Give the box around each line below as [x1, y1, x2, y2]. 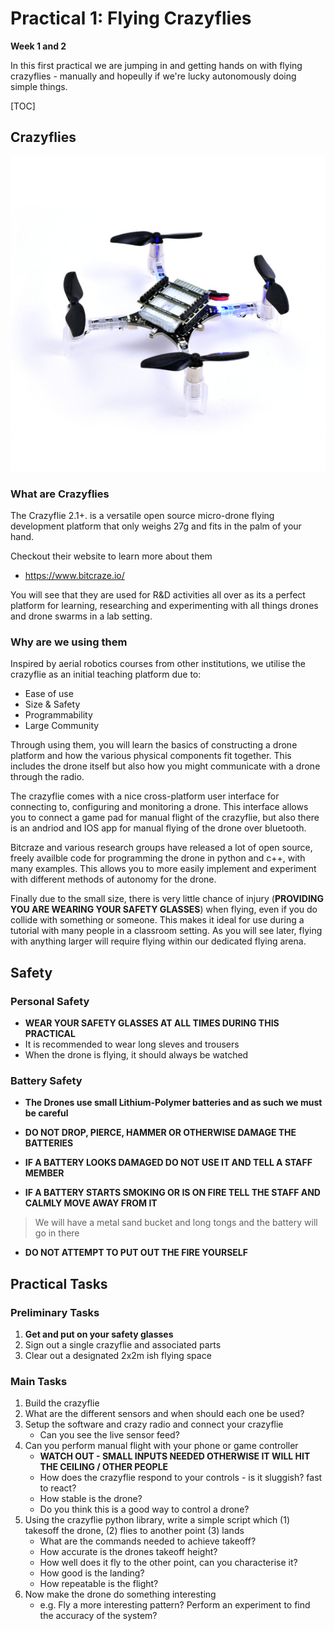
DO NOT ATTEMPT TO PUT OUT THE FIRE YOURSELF [24, 1247, 248, 1259]
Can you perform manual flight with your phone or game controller [24, 1440, 299, 1452]
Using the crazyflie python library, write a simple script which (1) [24, 1514, 291, 1526]
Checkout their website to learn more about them [10, 550, 213, 562]
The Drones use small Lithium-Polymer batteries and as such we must [24, 1097, 323, 1109]
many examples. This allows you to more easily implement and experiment [10, 863, 317, 875]
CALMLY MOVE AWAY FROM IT [24, 1197, 158, 1209]
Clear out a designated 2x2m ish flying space [24, 1350, 212, 1362]
